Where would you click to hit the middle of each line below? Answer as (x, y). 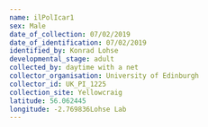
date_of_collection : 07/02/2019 (70, 34)
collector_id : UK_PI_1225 (58, 84)
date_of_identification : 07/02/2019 (78, 42)
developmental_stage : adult (62, 59)
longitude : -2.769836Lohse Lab (68, 109)
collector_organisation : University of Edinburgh (104, 76)
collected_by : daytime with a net (74, 68)
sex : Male (28, 26)
